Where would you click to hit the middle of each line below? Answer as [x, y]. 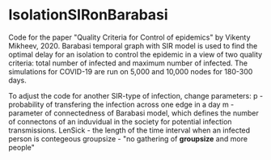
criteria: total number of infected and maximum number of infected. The [128, 63]
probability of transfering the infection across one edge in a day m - [121, 104]
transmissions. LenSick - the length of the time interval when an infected [129, 130]
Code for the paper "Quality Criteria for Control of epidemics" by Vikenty [129, 37]
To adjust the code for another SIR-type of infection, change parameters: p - [136, 95]
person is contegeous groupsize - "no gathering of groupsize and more [128, 138]
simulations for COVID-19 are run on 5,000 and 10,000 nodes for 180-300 [131, 71]
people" [21, 147]
